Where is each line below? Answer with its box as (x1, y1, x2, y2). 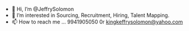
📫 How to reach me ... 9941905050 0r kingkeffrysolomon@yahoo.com (11, 18, 183, 25)
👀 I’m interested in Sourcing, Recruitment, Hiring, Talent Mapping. (11, 12, 170, 19)
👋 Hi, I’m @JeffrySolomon (11, 6, 74, 12)
